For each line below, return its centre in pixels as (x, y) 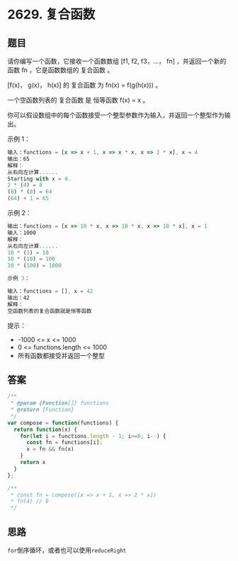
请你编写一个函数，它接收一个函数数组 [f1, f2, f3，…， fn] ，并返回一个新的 (117, 61)
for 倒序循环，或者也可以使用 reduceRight (67, 550)
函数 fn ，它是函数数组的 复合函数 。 (61, 70)
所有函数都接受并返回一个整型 (61, 355)
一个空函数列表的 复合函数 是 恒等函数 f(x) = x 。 (78, 100)
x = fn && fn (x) (50, 449)
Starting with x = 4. (39, 179)
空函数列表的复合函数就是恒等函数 (50, 311)
